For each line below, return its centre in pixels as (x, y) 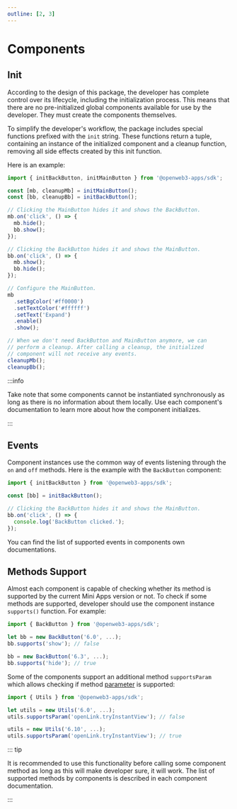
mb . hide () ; (30, 223)
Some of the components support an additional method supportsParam (110, 676)
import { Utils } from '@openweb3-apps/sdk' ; (75, 697)
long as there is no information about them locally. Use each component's (115, 402)
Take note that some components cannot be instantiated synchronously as (116, 394)
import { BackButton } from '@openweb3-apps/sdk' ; (83, 625)
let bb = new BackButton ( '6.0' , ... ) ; (64, 637)
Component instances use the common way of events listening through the (117, 462)
